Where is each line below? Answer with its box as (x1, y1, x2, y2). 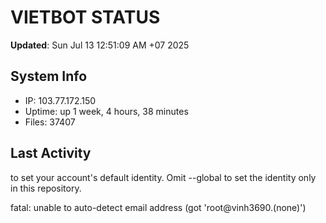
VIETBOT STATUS (10, 6, 161, 29)
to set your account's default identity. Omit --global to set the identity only (10, 171, 317, 183)
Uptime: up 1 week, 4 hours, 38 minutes (24, 105, 189, 117)
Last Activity (10, 145, 92, 162)
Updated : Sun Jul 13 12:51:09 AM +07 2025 (10, 39, 190, 51)
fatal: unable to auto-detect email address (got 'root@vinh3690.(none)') (10, 201, 307, 213)
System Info (10, 68, 88, 85)
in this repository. (10, 182, 82, 194)
